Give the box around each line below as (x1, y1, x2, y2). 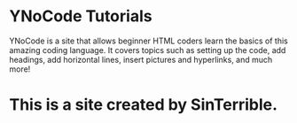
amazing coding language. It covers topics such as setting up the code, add (9, 44, 286, 55)
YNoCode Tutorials (9, 6, 152, 27)
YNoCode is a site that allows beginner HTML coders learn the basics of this (9, 35, 288, 46)
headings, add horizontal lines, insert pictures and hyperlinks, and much (9, 54, 273, 65)
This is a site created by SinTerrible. (9, 95, 277, 115)
